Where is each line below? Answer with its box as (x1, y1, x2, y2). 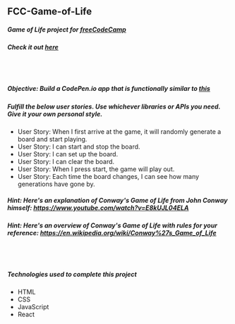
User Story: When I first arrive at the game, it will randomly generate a (17, 127, 222, 136)
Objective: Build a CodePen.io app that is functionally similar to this (7, 85, 210, 93)
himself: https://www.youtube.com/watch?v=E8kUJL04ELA (7, 204, 189, 212)
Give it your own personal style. (7, 109, 103, 118)
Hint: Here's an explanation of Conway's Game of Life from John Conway (7, 196, 228, 204)
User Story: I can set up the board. (17, 150, 119, 158)
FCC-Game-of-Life (7, 6, 92, 18)
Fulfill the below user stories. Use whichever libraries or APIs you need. (7, 102, 221, 111)
